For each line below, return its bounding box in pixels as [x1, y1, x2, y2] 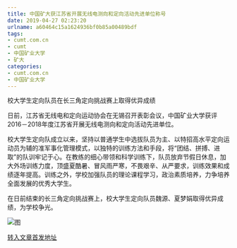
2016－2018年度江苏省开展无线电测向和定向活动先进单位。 [7, 120, 178, 129]
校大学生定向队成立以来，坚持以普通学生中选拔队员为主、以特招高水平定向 [7, 135, 224, 143]
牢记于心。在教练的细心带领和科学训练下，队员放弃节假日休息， [35, 153, 221, 161]
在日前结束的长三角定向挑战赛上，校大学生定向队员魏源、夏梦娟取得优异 [7, 194, 217, 203]
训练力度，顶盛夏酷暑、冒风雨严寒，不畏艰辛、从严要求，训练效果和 [25, 162, 224, 170]
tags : [7, 30, 23, 37]
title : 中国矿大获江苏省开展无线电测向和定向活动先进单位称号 [7, 10, 166, 18]
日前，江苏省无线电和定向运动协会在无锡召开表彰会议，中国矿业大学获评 [7, 111, 217, 120]
